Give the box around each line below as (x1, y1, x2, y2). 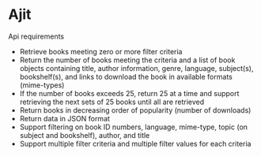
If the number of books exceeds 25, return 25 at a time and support (19, 88, 240, 98)
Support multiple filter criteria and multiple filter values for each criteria (19, 139, 252, 148)
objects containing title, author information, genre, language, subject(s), (19, 63, 254, 72)
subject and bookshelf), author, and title (19, 130, 150, 139)
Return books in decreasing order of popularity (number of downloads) (19, 105, 252, 115)
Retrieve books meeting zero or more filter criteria (19, 46, 183, 56)
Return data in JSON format (19, 113, 111, 123)
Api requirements (8, 32, 65, 41)
